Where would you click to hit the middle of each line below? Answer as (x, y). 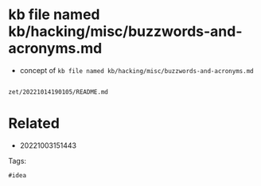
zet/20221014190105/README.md (58, 92)
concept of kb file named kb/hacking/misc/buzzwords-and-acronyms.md (136, 70)
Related (34, 124)
